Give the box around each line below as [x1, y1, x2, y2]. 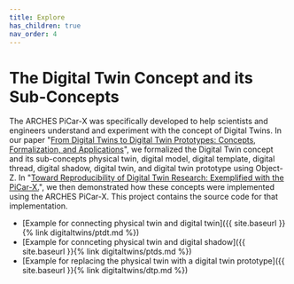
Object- [255, 163, 283, 174]
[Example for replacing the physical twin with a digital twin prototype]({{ [21, 256, 285, 266]
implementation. [9, 201, 68, 211]
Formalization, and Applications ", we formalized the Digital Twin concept [9, 144, 274, 155]
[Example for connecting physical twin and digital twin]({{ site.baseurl [21, 218, 277, 229]
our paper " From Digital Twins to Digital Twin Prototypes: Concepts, [9, 135, 257, 146]
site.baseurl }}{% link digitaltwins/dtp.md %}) [21, 265, 189, 276]
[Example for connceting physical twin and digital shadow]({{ [21, 237, 246, 248]
